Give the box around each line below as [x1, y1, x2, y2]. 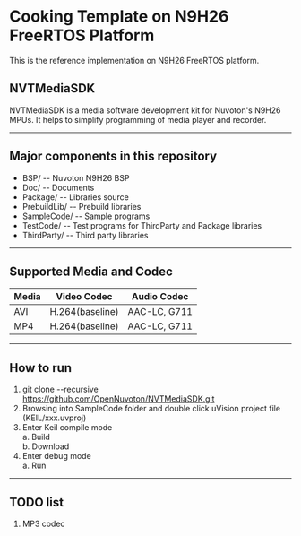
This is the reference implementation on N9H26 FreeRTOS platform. [9, 55, 260, 65]
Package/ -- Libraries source [21, 191, 130, 203]
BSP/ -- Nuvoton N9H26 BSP [21, 172, 130, 183]
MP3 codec [21, 518, 65, 529]
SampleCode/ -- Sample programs [21, 211, 150, 221]
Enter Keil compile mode [21, 422, 113, 433]
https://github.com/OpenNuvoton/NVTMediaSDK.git [21, 393, 215, 404]
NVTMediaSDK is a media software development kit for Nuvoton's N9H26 [9, 105, 281, 116]
